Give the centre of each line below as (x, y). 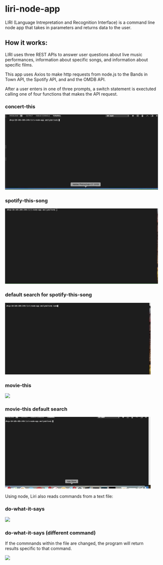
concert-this (20, 106)
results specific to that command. (38, 548)
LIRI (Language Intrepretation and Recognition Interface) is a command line (80, 22)
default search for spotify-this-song (49, 295)
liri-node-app (33, 9)
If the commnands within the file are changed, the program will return (74, 543)
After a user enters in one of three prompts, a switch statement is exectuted (81, 89)
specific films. (19, 65)
